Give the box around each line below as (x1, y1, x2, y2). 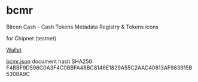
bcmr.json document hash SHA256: (6, 58, 94, 65)
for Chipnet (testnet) (6, 34, 57, 42)
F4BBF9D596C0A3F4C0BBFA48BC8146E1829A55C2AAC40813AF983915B (6, 64, 193, 71)
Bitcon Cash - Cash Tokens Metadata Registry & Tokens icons (6, 23, 159, 30)
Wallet (6, 46, 22, 53)
